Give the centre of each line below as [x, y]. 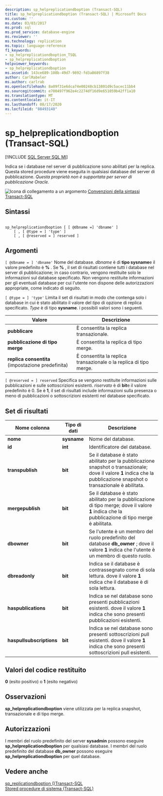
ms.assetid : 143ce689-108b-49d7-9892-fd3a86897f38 [57, 73]
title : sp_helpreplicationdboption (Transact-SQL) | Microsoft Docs [76, 14]
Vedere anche [27, 772]
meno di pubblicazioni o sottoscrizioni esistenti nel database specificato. [78, 396]
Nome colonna [33, 428]
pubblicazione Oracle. [27, 182]
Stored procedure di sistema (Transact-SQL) [49, 788]
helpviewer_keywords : [27, 64]
